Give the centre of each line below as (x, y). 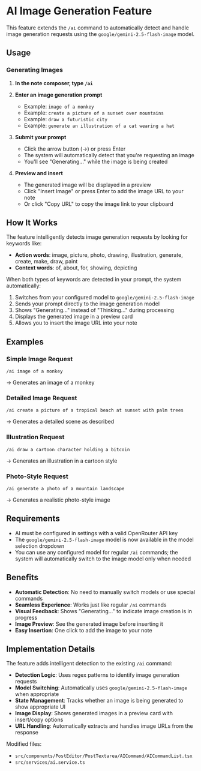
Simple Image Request (40, 359)
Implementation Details (51, 649)
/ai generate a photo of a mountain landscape (65, 489)
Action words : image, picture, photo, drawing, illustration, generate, (99, 255)
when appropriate (37, 694)
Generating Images (34, 70)
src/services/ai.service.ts (50, 763)
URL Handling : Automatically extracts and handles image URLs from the (104, 726)
